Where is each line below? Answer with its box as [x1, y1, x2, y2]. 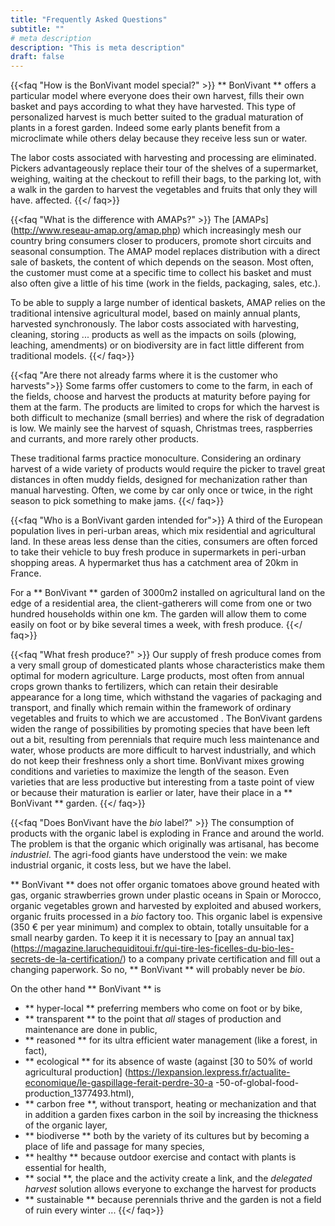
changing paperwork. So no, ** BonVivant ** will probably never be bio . [10, 964, 306, 976]
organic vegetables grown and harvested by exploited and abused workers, [10, 900, 322, 912]
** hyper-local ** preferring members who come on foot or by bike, [24, 1002, 303, 1015]
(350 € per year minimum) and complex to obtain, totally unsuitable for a [10, 921, 310, 933]
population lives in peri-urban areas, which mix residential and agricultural [10, 525, 316, 537]
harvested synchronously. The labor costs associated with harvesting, [10, 318, 300, 330]
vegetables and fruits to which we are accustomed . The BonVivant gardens [10, 712, 323, 725]
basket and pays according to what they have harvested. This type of [10, 101, 297, 113]
